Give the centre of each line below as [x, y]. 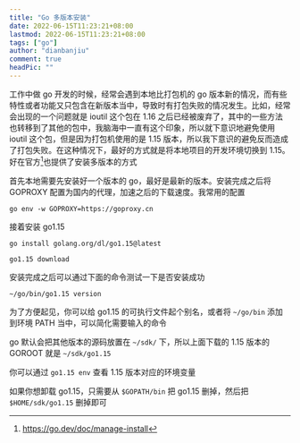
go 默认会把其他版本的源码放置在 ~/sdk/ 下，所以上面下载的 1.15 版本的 [140, 342]
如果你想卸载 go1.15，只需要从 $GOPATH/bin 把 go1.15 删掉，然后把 [129, 391]
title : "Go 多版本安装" [50, 17]
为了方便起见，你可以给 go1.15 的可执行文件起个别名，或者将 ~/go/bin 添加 [146, 311]
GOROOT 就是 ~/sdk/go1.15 [60, 353]
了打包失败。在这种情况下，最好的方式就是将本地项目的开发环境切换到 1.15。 [150, 149]
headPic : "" [31, 68]
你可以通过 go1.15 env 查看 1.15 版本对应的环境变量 [103, 371]
